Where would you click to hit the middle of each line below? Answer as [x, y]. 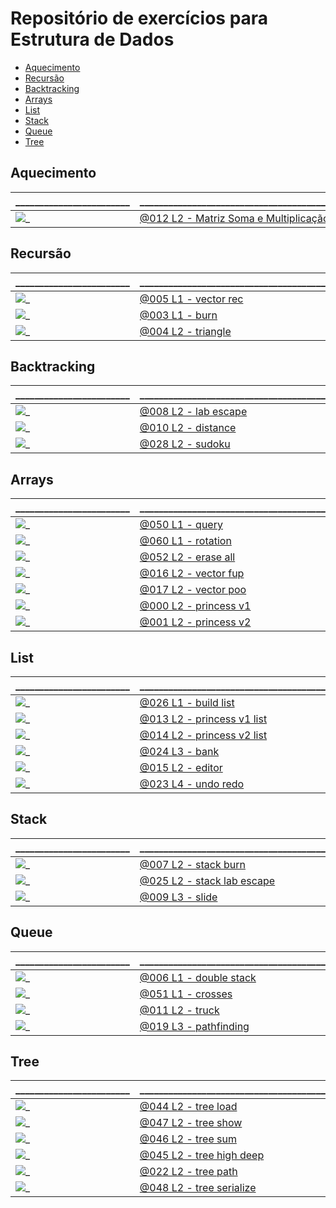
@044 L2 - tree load [188, 1107]
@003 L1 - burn [178, 315]
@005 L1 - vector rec [191, 299]
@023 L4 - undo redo [192, 784]
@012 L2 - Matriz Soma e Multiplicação [234, 218]
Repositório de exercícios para [139, 18]
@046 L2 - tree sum [188, 1139]
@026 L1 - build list [187, 702]
